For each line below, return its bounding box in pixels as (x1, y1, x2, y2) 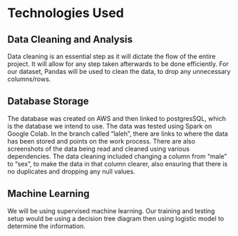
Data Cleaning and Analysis (7, 33, 133, 45)
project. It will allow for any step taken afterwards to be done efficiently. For (7, 60, 229, 68)
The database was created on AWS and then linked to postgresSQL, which (7, 114, 227, 122)
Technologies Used (7, 5, 125, 21)
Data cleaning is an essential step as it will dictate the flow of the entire (7, 52, 216, 60)
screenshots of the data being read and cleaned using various (7, 144, 190, 153)
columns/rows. (7, 75, 51, 83)
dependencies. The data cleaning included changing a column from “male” (7, 151, 227, 161)
